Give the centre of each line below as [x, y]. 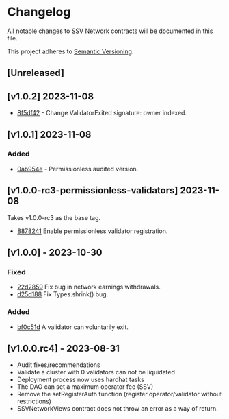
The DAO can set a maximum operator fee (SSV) [85, 387]
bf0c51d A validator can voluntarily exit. [72, 327]
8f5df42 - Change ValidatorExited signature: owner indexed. [102, 113]
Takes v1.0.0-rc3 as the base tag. [54, 217]
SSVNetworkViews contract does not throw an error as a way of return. [118, 409]
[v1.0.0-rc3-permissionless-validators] [93, 190]
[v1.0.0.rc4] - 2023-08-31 [63, 349]
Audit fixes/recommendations [58, 365]
